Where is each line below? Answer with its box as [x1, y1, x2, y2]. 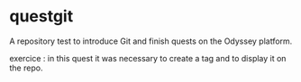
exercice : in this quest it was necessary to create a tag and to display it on [9, 53, 287, 63]
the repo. [9, 62, 43, 73]
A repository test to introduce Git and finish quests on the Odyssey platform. [9, 36, 293, 46]
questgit [9, 6, 74, 27]
